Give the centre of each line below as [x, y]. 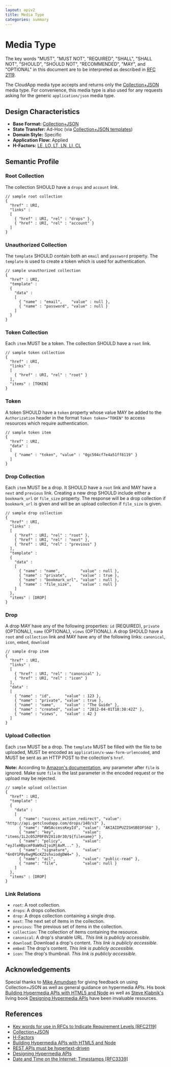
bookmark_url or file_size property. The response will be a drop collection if [85, 498]
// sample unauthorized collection [43, 271]
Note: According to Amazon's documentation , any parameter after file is [82, 767]
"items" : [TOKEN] [30, 384]
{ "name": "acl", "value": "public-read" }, [79, 859]
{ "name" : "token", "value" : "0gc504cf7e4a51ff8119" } [76, 455]
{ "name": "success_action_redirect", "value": [70, 819]
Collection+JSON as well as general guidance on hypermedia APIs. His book [85, 987]
